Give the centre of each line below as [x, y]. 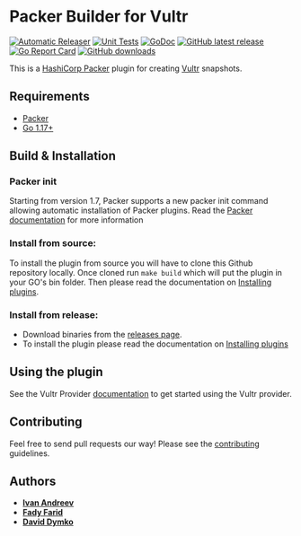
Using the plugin [56, 372]
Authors [33, 482]
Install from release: [54, 314]
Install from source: [53, 243]
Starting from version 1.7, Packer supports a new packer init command [139, 201]
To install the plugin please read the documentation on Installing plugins [155, 344]
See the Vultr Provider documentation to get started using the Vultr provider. [150, 393]
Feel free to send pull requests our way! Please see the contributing [135, 444]
